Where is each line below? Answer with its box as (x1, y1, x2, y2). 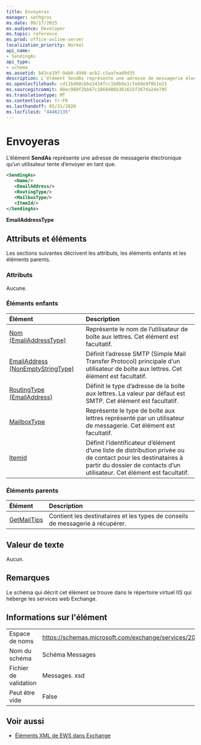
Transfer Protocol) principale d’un (86, 357, 181, 365)
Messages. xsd (42, 671, 85, 679)
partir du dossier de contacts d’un (86, 461, 181, 469)
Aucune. (6, 285, 27, 292)
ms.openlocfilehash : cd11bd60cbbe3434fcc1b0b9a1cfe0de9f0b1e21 (6, 81, 167, 87)
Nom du (9, 646, 32, 655)
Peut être (9, 688, 35, 697)
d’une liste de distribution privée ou (86, 446, 185, 454)
